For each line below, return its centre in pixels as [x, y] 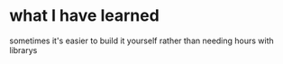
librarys [23, 50]
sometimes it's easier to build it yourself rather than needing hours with [142, 41]
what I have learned [84, 16]
